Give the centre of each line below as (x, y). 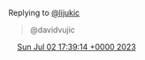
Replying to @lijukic (44, 13)
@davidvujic (53, 30)
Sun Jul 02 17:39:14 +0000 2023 (76, 47)
